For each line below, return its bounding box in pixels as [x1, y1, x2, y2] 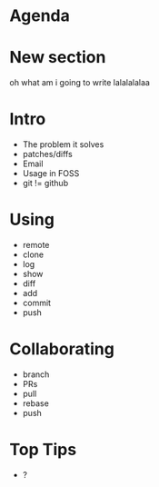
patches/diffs [22, 149, 73, 160]
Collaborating [9, 339, 115, 360]
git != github [22, 178, 69, 189]
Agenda [9, 5, 70, 26]
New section [9, 47, 106, 68]
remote [22, 240, 50, 250]
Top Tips [9, 440, 77, 460]
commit [22, 297, 52, 308]
